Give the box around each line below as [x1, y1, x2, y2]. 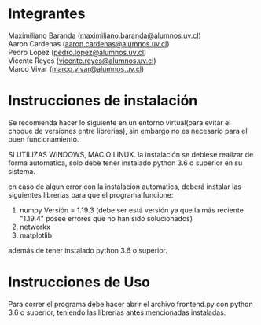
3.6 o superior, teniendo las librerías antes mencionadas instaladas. [8, 308, 226, 317]
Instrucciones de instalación [8, 92, 198, 110]
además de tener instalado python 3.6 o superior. [8, 246, 167, 255]
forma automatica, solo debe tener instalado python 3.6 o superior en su [8, 158, 243, 168]
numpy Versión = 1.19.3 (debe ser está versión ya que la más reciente [19, 205, 244, 215]
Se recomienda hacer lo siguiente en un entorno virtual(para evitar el [8, 117, 231, 127]
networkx [19, 222, 51, 231]
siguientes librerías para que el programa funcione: [8, 190, 174, 199]
